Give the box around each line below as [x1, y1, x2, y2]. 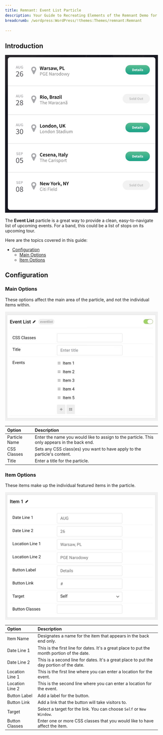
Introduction [5, 42, 44, 50]
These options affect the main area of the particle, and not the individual [5, 297, 149, 302]
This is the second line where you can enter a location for [37, 681, 152, 686]
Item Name [7, 635, 29, 641]
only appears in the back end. [34, 439, 94, 445]
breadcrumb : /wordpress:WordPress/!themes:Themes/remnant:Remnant [5, 18, 142, 23]
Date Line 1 [7, 648, 30, 653]
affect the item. [37, 723, 68, 729]
